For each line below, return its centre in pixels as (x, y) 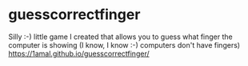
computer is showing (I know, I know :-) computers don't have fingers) (124, 45)
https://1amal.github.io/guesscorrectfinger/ (79, 53)
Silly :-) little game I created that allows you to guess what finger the (121, 37)
